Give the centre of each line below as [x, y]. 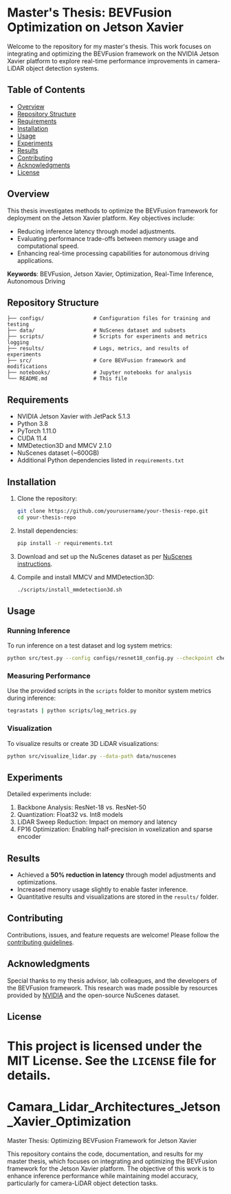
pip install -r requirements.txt [65, 543]
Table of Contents [46, 90]
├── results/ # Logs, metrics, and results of [98, 349]
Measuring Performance [49, 676]
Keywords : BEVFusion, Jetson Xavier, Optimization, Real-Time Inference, [111, 274]
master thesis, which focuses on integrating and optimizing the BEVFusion [112, 1162]
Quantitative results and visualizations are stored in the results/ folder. [118, 897]
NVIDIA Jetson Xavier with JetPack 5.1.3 [74, 416]
